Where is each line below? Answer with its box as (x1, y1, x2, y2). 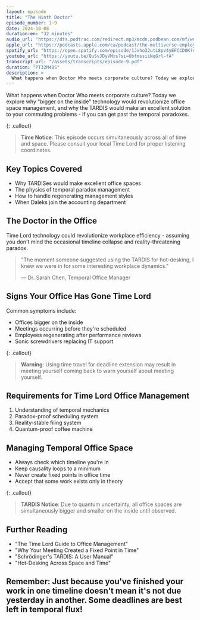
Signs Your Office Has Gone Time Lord (6, 291, 151, 301)
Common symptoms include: (6, 307, 77, 314)
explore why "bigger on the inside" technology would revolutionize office (6, 98, 185, 105)
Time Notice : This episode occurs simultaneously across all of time (20, 134, 186, 141)
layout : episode (6, 8, 46, 15)
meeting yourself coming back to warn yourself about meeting (20, 367, 174, 374)
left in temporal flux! (6, 604, 83, 615)
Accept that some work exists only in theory (14, 478, 123, 485)
